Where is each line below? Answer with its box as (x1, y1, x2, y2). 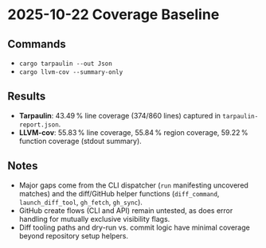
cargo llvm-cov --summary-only (18, 68, 123, 76)
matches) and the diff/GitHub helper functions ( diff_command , (18, 188, 220, 198)
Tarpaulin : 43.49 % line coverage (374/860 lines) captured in (18, 110, 221, 120)
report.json (18, 121, 59, 129)
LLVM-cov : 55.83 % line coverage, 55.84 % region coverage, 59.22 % (18, 127, 248, 137)
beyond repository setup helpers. (18, 231, 129, 240)
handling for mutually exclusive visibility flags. (18, 214, 170, 223)
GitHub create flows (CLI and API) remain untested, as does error (18, 205, 233, 215)
